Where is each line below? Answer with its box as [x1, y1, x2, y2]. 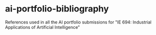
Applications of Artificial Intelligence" [5, 24, 80, 30]
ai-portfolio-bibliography [5, 3, 109, 14]
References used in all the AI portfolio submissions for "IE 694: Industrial [5, 19, 152, 25]
